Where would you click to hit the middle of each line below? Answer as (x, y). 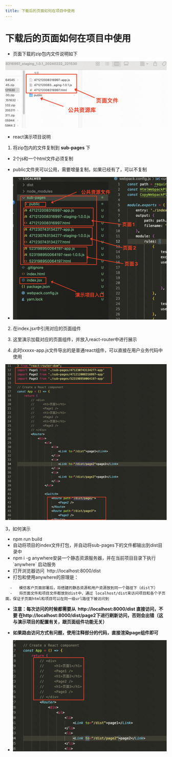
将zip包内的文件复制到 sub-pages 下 (51, 148)
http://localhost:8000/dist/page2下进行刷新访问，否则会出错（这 (93, 615)
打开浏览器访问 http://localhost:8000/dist (57, 571)
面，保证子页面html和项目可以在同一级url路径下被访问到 (57, 599)
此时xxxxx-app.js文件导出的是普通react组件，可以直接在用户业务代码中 (88, 350)
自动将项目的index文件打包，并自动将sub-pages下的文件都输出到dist (85, 545)
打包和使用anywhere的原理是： (46, 577)
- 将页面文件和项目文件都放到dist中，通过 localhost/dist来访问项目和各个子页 (88, 593)
